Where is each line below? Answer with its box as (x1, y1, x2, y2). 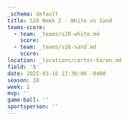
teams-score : (7, 23, 46, 31)
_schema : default (7, 10, 59, 18)
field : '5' (7, 63, 40, 70)
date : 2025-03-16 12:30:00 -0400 (7, 70, 106, 77)
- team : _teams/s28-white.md (13, 30, 100, 38)
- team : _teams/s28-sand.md (13, 43, 97, 51)
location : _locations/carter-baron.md (7, 57, 122, 64)
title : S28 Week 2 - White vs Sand (7, 17, 113, 24)
